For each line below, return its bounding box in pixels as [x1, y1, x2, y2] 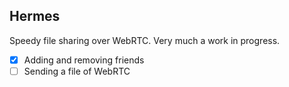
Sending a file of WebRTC [23, 65, 131, 77]
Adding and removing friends [23, 54, 145, 66]
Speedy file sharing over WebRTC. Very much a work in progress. [9, 34, 281, 46]
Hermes [9, 8, 61, 25]
